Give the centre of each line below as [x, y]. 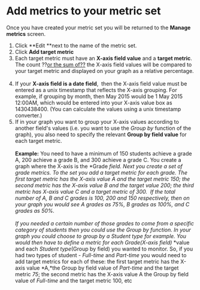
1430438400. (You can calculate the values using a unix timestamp [98, 109]
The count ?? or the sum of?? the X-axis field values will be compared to [103, 65]
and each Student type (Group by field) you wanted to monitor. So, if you [104, 249]
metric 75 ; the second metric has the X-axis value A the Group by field [101, 274]
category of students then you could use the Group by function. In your [103, 230]
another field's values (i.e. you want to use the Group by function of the [103, 128]
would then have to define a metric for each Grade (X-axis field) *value [102, 242]
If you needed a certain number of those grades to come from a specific [104, 223]
